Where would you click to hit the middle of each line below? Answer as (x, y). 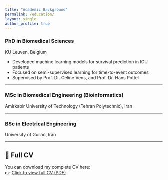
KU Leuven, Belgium (26, 52)
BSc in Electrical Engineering (41, 124)
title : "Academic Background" (37, 10)
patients (21, 67)
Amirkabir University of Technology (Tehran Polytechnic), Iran (69, 106)
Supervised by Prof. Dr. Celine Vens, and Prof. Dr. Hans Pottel (75, 77)
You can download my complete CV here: (48, 167)
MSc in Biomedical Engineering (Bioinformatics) (64, 95)
